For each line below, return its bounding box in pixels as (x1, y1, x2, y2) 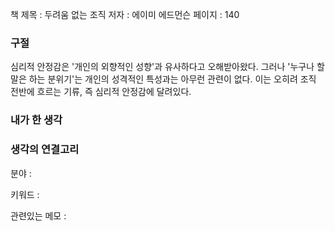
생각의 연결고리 (10, 143, 80, 157)
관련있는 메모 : (10, 209, 67, 222)
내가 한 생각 (10, 113, 63, 127)
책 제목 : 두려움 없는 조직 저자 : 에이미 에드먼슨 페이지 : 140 (10, 9, 240, 20)
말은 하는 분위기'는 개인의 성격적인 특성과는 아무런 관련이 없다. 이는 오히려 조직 (10, 73, 317, 85)
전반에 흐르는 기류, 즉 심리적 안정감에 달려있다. (10, 86, 192, 98)
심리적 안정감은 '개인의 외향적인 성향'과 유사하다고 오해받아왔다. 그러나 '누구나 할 (10, 61, 325, 73)
